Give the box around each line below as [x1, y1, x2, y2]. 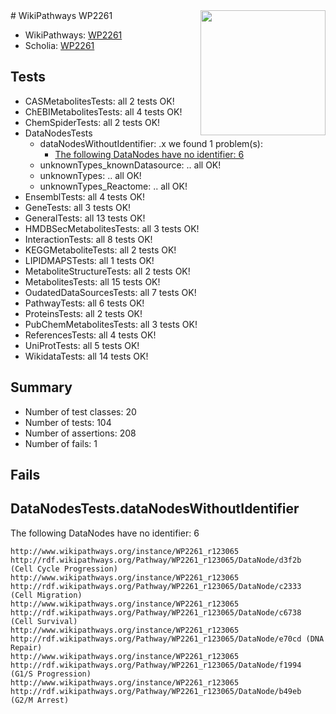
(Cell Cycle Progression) [10, 564, 118, 574]
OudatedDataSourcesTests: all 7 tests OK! [24, 286, 197, 298]
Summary [10, 379, 73, 396]
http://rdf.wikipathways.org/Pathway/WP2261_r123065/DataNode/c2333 [10, 581, 302, 591]
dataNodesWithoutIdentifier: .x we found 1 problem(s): [39, 137, 263, 149]
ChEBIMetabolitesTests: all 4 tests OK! [24, 105, 183, 118]
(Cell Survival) [10, 616, 78, 626]
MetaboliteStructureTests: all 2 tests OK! [24, 265, 191, 277]
